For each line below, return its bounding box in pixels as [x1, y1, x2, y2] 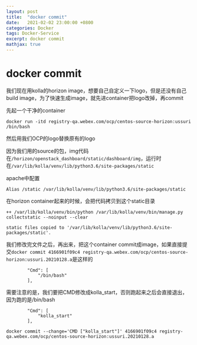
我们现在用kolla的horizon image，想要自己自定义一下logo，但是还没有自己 [6, 87, 187, 94]
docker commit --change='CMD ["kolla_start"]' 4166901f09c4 [6, 328, 157, 334]
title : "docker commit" [6, 14, 67, 20]
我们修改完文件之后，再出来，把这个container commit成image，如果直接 [6, 241, 183, 248]
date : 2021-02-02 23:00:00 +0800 [6, 19, 94, 25]
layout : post [6, 8, 38, 15]
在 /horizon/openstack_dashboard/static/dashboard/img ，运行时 [6, 154, 162, 162]
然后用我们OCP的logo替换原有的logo [6, 135, 96, 142]
